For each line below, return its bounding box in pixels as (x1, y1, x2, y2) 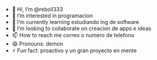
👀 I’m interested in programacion (11, 12, 93, 19)
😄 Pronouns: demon (11, 40, 63, 47)
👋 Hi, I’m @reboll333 (11, 6, 63, 13)
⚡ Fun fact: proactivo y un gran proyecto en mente (11, 47, 137, 54)
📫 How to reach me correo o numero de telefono (11, 32, 135, 38)
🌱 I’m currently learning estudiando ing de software (11, 19, 140, 25)
